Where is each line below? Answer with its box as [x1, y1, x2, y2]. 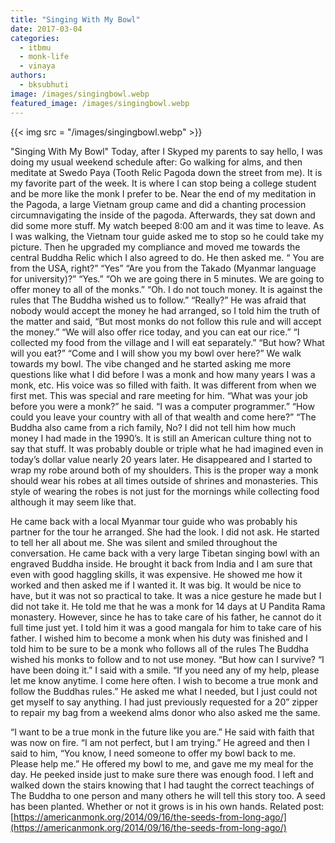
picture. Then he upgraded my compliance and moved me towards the [10, 241, 301, 253]
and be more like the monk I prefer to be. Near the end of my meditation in [10, 187, 317, 200]
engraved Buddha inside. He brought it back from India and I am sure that [10, 557, 313, 570]
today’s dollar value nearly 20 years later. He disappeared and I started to [10, 453, 313, 465]
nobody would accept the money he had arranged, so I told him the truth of [10, 304, 321, 316]
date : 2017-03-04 [10, 24, 83, 34]
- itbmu [19, 42, 52, 53]
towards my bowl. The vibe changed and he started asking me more [10, 357, 292, 370]
